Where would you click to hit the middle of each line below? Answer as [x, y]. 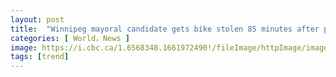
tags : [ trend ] [40, 57]
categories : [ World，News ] [70, 38]
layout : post [37, 19]
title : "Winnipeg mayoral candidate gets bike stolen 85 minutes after [165, 29]
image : [24, 47]
